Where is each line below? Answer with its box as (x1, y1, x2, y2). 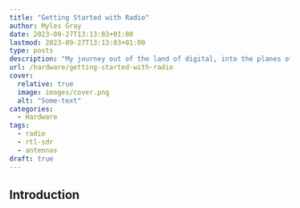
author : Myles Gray (9, 21, 82, 30)
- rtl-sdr (17, 137, 54, 146)
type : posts (9, 46, 54, 55)
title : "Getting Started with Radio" (9, 12, 150, 22)
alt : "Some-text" (17, 96, 82, 105)
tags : (9, 121, 29, 130)
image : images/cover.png (17, 87, 110, 96)
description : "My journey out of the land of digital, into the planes (9, 54, 281, 63)
